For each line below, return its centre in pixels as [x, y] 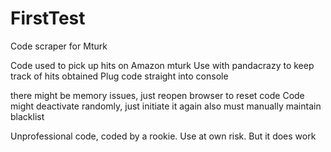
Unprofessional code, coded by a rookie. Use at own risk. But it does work [163, 136]
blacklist [27, 116]
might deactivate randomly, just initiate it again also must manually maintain [166, 106]
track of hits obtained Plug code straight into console [119, 76]
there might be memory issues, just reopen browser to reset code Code [157, 95]
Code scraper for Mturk [59, 46]
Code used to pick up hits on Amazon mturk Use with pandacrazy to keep [162, 65]
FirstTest [48, 18]
